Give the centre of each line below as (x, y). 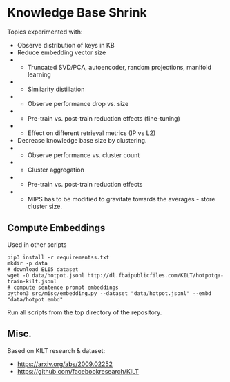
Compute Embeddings (56, 228)
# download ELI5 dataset (43, 269)
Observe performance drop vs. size (78, 103)
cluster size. (45, 206)
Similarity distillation (56, 89)
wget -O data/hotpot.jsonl (46, 275)
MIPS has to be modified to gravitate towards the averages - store (121, 199)
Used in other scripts (37, 244)
